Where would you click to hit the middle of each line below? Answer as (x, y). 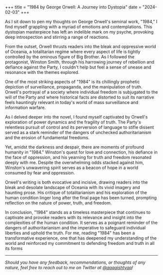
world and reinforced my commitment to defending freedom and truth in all (80, 243)
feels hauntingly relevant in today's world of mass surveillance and (72, 102)
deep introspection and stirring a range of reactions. (57, 37)
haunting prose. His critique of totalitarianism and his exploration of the (76, 192)
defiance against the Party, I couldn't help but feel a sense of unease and (78, 67)
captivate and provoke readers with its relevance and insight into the (73, 217)
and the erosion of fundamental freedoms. (47, 137)
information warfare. (25, 107)
